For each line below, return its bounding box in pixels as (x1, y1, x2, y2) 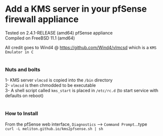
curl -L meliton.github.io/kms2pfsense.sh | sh (5, 126, 104, 131)
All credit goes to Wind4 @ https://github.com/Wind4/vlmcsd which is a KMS (5, 44, 157, 50)
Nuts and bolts (5, 66, 40, 73)
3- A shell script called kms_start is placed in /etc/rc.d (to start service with (5, 88, 159, 94)
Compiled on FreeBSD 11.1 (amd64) (5, 35, 75, 41)
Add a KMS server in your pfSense (5, 3, 147, 15)
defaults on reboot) (5, 93, 44, 98)
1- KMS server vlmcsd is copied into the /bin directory (5, 77, 113, 83)
